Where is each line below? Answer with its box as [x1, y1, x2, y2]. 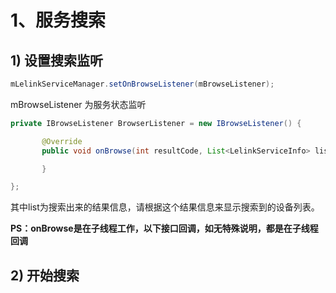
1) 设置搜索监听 [10, 52, 103, 69]
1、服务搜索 [10, 9, 107, 32]
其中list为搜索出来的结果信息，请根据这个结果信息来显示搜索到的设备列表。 [10, 201, 320, 213]
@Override [41, 136, 83, 146]
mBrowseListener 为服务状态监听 [10, 98, 147, 110]
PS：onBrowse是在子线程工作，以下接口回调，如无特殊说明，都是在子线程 [10, 222, 319, 235]
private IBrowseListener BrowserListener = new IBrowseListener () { [10, 118, 302, 128]
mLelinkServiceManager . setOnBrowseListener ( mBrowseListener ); [10, 79, 275, 89]
